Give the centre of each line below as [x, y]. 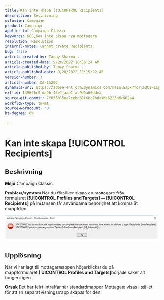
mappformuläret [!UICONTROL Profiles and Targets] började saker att [75, 272]
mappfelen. [17, 208]
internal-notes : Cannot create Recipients [49, 46]
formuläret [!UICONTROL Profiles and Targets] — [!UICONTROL [70, 198]
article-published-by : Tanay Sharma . [44, 67]
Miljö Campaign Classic [29, 183]
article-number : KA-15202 [31, 83]
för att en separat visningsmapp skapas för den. [53, 292]
